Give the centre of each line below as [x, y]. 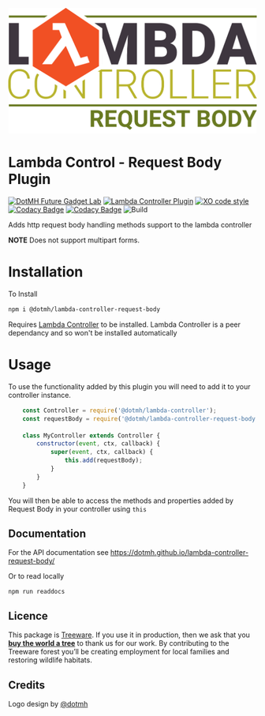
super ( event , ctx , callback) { [102, 452]
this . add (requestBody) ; [104, 461]
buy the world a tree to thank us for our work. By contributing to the [119, 643]
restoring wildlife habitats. [50, 660]
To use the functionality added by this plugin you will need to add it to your [129, 386]
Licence [28, 616]
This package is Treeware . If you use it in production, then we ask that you [129, 635]
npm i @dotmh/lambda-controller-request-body [84, 309]
